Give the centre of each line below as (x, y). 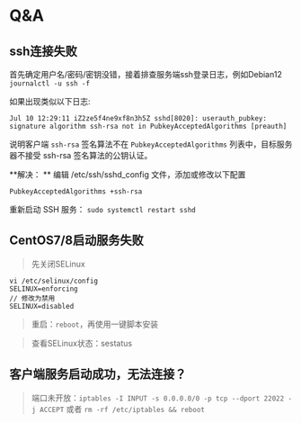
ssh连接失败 (44, 51)
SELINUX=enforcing (44, 289)
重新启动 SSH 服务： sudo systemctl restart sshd (102, 209)
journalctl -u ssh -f (50, 84)
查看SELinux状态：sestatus (82, 343)
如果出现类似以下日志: (50, 101)
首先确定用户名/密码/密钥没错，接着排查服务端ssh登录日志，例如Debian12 (146, 74)
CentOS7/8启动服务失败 (76, 241)
